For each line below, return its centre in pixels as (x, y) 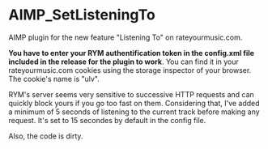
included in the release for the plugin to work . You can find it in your (123, 62)
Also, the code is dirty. (46, 136)
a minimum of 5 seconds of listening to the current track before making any (134, 112)
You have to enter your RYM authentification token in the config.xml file (132, 53)
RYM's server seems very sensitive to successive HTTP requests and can (132, 94)
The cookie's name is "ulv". (54, 79)
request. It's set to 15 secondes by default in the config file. (107, 120)
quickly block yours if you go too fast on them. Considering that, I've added (134, 103)
